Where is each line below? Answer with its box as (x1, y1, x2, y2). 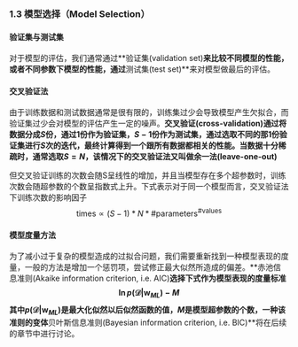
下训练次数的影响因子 (9, 192, 87, 203)
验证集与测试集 (9, 31, 64, 42)
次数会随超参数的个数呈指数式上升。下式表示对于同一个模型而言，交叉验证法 (9, 181, 289, 192)
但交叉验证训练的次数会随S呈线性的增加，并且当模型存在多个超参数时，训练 (9, 170, 286, 181)
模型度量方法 (9, 229, 56, 240)
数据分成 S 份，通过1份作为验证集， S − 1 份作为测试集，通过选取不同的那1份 (9, 129, 279, 140)
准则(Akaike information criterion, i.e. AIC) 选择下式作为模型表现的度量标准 (16, 273, 286, 284)
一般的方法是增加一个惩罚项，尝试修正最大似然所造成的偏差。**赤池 (24, 262, 274, 273)
